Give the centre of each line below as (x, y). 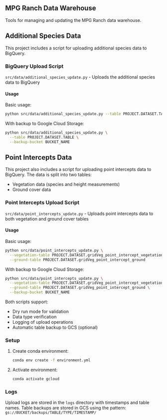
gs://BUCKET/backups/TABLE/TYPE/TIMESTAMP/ (51, 413)
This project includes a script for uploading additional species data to (76, 48)
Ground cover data (32, 190)
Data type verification (35, 317)
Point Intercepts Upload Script (42, 203)
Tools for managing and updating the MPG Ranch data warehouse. (73, 20)
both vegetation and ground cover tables (47, 218)
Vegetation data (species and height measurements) (66, 185)
